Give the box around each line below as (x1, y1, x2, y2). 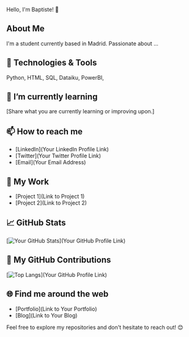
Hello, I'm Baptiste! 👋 (6, 6, 59, 13)
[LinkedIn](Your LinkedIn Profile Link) (15, 146, 109, 153)
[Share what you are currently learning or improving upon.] (6, 108, 155, 115)
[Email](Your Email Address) (15, 159, 86, 166)
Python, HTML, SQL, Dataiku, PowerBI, (6, 74, 104, 81)
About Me (6, 23, 45, 34)
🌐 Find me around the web (6, 289, 109, 300)
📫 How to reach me (6, 126, 83, 137)
